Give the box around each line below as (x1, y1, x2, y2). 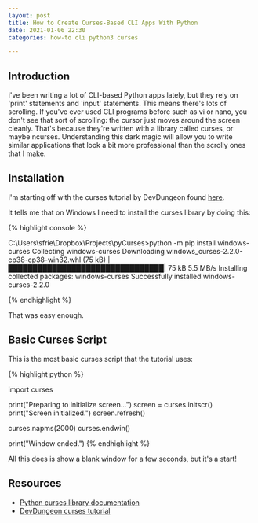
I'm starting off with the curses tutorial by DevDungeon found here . (8, 192, 225, 201)
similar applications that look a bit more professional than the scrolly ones (8, 141, 246, 150)
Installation (8, 171, 64, 185)
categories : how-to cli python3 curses (8, 33, 139, 42)
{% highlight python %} (8, 369, 84, 378)
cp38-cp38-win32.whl (8, 255, 82, 264)
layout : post (8, 11, 51, 20)
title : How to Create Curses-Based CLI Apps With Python (8, 19, 198, 27)
